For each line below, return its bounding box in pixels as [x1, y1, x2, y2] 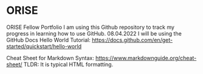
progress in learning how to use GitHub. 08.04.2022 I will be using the [6, 29, 182, 37]
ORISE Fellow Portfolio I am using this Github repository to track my [6, 23, 175, 31]
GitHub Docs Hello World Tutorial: [6, 36, 91, 43]
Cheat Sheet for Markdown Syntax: [6, 54, 94, 61]
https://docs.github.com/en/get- [92, 36, 173, 43]
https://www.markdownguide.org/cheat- [95, 54, 197, 61]
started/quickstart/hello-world [6, 43, 82, 50]
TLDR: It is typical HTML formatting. [23, 61, 114, 68]
